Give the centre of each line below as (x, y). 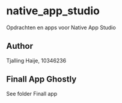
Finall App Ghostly (41, 79)
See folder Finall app (32, 93)
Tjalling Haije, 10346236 (36, 60)
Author (20, 46)
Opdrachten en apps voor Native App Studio (61, 27)
